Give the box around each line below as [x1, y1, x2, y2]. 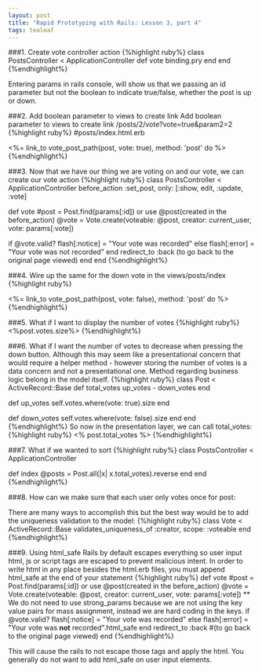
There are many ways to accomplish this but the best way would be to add [8, 508, 249, 517]
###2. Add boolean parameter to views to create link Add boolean [8, 111, 222, 121]
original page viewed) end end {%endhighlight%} [8, 256, 169, 265]
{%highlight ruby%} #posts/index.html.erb [8, 128, 145, 137]
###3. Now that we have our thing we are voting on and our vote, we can [8, 166, 245, 177]
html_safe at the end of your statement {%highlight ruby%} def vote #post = [8, 573, 255, 583]
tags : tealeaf [8, 26, 55, 34]
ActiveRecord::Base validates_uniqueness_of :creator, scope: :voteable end [8, 524, 251, 534]
